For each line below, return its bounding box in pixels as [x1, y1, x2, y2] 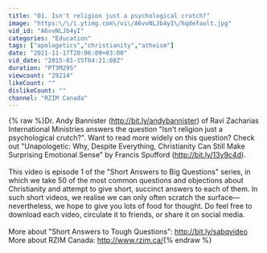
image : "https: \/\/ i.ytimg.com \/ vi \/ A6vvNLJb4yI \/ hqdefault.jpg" [8, 19, 232, 27]
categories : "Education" [8, 34, 92, 43]
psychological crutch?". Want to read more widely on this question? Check [8, 133, 255, 143]
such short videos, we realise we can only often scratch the [8, 193, 207, 202]
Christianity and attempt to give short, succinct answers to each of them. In [8, 184, 258, 194]
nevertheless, [8, 202, 54, 211]
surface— [207, 193, 240, 202]
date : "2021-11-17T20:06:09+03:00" [8, 49, 128, 57]
